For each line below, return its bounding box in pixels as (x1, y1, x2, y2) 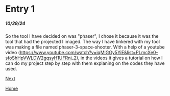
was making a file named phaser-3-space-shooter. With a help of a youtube (5, 44, 165, 50)
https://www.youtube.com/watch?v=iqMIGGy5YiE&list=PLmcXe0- (19, 50, 158, 56)
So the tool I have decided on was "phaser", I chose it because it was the (5, 33, 159, 39)
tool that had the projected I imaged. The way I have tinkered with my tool (5, 39, 160, 45)
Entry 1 (5, 3, 35, 15)
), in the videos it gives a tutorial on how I (76, 55, 163, 61)
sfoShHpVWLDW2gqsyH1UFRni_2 (5, 55, 77, 61)
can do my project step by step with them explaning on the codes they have (5, 60, 165, 66)
